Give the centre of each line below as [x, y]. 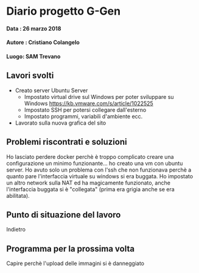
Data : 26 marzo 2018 [34, 28]
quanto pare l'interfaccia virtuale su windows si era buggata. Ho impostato [100, 176]
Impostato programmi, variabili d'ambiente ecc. [83, 116]
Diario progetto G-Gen [63, 11]
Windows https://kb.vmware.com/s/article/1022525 [89, 103]
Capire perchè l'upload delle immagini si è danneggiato [75, 263]
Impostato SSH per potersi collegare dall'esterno [85, 110]
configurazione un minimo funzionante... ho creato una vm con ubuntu [95, 163]
